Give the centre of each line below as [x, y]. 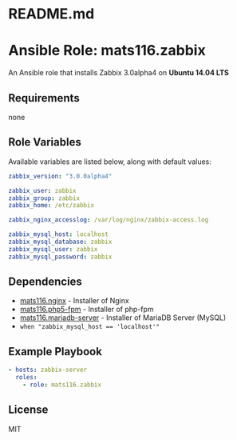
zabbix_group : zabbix [44, 198]
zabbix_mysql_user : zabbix [53, 249]
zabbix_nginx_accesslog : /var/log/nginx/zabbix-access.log [109, 220]
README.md [51, 14]
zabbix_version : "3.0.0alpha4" [60, 176]
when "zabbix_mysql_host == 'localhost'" [89, 327]
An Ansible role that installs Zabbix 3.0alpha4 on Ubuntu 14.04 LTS [118, 73]
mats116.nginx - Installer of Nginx [74, 301]
